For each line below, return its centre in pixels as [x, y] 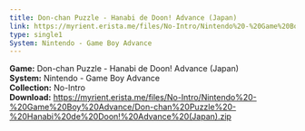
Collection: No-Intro [48, 88]
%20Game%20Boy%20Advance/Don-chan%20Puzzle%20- [123, 107]
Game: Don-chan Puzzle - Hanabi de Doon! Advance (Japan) [124, 69]
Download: [30, 98]
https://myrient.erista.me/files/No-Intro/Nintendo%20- [155, 98]
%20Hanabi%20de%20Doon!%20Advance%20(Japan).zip [120, 117]
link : [20, 26]
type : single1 [36, 34]
